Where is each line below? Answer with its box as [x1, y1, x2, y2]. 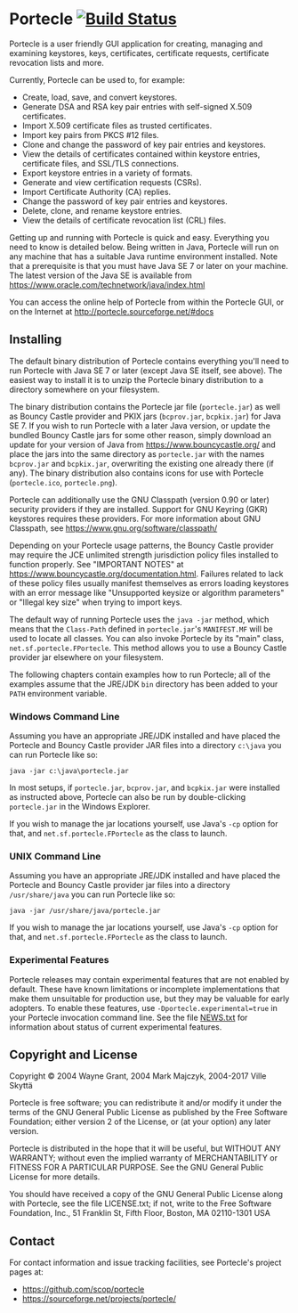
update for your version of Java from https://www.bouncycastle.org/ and [9, 439, 276, 450]
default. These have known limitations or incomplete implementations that [9, 983, 280, 994]
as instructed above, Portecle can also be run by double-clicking [9, 792, 246, 803]
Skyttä [9, 1081, 33, 1091]
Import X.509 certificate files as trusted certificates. [21, 120, 213, 131]
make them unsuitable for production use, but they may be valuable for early [9, 993, 290, 1004]
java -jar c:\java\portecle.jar [9, 767, 129, 776]
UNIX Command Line [9, 850, 101, 862]
